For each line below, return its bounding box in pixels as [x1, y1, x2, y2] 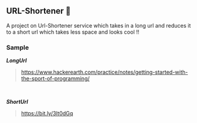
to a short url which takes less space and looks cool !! [6, 28, 140, 35]
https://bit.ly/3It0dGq [20, 110, 73, 117]
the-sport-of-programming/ [20, 75, 90, 82]
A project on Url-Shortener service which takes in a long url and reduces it [6, 22, 191, 29]
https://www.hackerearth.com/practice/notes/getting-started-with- [20, 68, 188, 76]
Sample [6, 43, 29, 52]
